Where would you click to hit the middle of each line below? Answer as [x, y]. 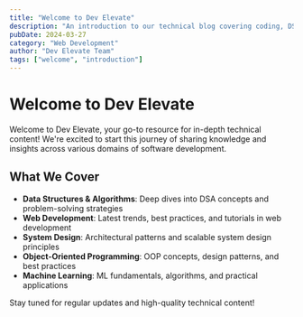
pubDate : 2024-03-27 [48, 34]
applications [45, 284]
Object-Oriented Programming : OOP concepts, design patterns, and [151, 256]
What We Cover [55, 177]
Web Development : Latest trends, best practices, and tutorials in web [152, 218]
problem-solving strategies [73, 208]
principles [41, 247]
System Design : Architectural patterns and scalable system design [147, 237]
